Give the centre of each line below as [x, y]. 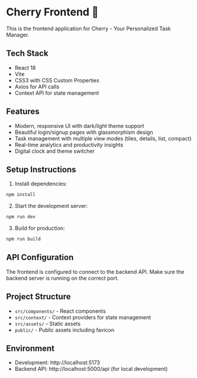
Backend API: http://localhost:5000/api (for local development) [91, 369]
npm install [21, 195]
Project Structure [38, 297]
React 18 [25, 68]
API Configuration [40, 257]
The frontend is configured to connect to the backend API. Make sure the [95, 271]
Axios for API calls [37, 87]
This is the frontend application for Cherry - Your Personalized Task [88, 28]
